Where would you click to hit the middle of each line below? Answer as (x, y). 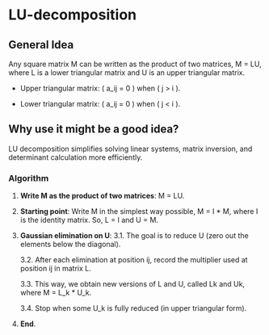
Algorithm (29, 178)
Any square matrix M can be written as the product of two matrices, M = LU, (135, 64)
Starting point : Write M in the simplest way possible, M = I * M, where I (139, 211)
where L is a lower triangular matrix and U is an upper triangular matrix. (127, 73)
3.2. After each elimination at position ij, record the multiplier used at (134, 260)
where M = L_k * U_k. (56, 293)
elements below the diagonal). (70, 245)
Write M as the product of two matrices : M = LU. (102, 196)
